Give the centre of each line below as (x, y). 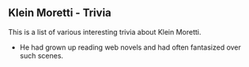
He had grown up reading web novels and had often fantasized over (130, 47)
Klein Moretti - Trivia (60, 13)
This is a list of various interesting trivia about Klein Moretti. (105, 32)
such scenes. (41, 55)
